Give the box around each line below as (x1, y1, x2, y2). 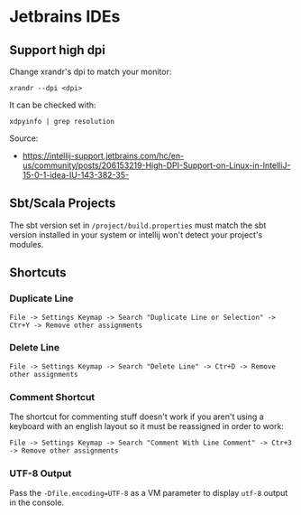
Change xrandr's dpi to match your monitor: (9, 66, 172, 77)
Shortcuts (9, 265, 67, 281)
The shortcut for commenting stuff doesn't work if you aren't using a (9, 411, 264, 422)
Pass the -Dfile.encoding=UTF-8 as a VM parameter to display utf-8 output (9, 488, 288, 499)
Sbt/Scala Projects (9, 196, 116, 211)
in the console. (9, 497, 65, 508)
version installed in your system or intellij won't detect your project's (9, 229, 263, 240)
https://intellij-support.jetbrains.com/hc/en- (22, 151, 185, 161)
